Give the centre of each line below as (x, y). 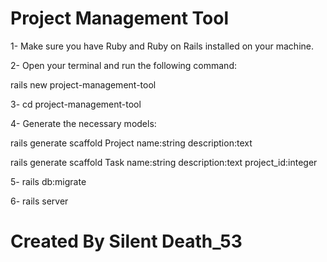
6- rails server (39, 201)
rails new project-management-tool (83, 84)
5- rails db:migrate (48, 181)
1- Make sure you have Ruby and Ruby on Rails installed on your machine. (162, 46)
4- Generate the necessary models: (83, 123)
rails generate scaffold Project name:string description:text (131, 143)
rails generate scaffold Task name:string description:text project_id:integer (164, 162)
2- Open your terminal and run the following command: (123, 65)
